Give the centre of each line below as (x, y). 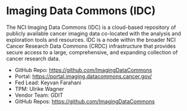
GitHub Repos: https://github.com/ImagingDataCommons (85, 101)
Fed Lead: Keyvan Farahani (48, 82)
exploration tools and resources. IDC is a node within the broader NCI (91, 40)
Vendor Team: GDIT (39, 95)
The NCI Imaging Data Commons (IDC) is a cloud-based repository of (91, 27)
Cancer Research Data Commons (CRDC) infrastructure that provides (91, 46)
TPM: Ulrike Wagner (39, 89)
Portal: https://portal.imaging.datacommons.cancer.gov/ (83, 76)
